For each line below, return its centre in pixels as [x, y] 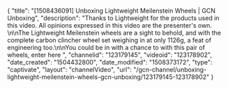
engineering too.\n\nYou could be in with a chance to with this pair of [106, 47]
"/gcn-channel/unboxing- [170, 70]
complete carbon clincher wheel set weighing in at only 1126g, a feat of [109, 40]
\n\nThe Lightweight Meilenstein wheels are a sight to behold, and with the [114, 33]
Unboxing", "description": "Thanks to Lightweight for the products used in [113, 18]
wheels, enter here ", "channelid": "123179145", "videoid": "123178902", [110, 55]
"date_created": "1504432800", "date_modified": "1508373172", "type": [110, 62]
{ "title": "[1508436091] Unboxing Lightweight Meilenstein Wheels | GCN [112, 11]
